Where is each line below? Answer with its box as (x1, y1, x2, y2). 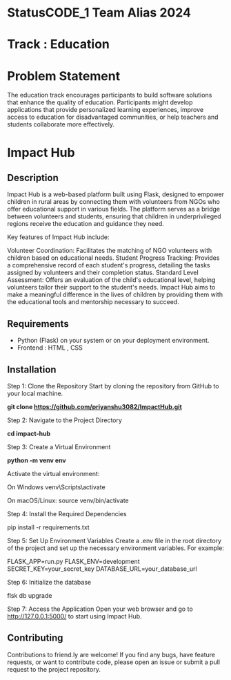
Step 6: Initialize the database (7, 578, 92, 586)
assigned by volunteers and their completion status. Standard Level (7, 268, 199, 277)
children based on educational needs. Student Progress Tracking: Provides (7, 254, 220, 262)
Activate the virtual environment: (7, 469, 100, 478)
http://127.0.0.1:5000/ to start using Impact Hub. (7, 612, 143, 620)
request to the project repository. (7, 665, 101, 673)
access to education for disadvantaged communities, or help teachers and (7, 113, 219, 122)
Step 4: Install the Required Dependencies (7, 509, 127, 518)
